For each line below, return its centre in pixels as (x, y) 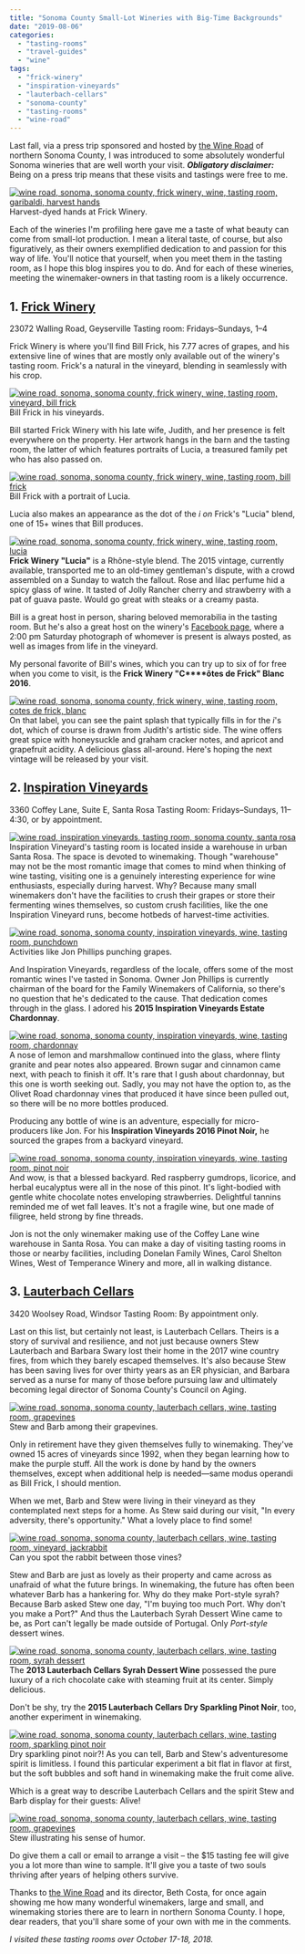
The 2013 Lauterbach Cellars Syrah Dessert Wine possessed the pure (143, 1669)
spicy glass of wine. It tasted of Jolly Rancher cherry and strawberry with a (150, 589)
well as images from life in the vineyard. (84, 646)
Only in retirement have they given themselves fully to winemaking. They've (152, 1444)
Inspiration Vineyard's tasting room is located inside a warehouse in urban (148, 847)
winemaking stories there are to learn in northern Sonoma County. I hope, (147, 1911)
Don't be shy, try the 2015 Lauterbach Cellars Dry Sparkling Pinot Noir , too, (153, 1707)
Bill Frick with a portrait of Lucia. (70, 496)
